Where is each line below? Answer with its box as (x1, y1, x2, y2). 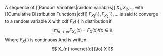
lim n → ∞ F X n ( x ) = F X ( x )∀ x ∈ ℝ (52, 27, 113, 35)
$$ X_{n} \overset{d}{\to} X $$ (51, 46, 114, 52)
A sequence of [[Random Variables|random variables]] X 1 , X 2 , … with (5, 5, 144, 12)
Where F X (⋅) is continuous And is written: (5, 37, 88, 44)
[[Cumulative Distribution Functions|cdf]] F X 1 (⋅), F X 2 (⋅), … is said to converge (5, 11, 158, 19)
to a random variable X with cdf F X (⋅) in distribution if (5, 18, 112, 25)
